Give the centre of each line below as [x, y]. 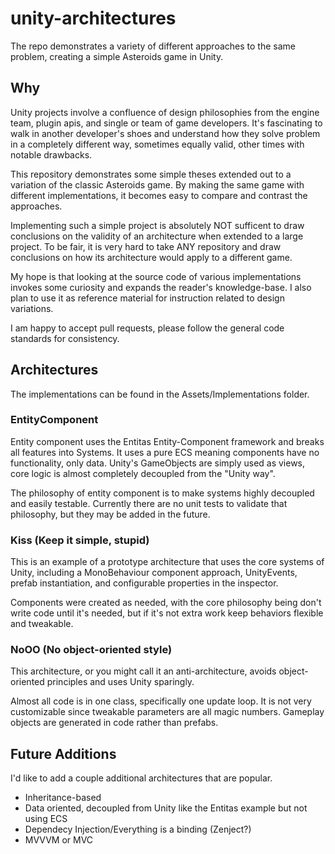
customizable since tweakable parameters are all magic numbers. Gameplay [167, 712]
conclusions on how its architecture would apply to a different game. [151, 257]
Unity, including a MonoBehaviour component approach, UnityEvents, [154, 573]
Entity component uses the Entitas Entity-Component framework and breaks [167, 441]
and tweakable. [42, 624]
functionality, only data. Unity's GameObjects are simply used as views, [158, 463]
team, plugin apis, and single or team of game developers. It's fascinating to [166, 123]
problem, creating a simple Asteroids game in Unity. [117, 56]
